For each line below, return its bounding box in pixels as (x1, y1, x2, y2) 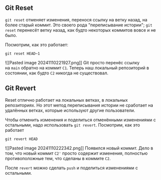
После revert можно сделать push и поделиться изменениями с (5, 165, 138, 171)
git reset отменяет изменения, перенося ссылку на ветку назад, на (5, 17, 148, 22)
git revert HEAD (5, 136, 38, 142)
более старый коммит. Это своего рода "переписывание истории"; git (5, 22, 153, 28)
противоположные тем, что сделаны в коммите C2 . (5, 155, 111, 161)
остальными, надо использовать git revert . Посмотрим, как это (5, 122, 140, 128)
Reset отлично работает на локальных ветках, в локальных (5, 97, 128, 103)
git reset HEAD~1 (5, 51, 40, 56)
